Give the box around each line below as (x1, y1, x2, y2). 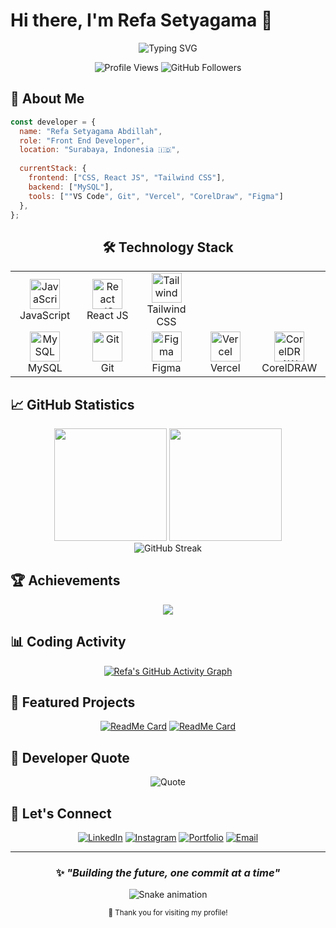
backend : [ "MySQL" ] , (28, 182, 114, 192)
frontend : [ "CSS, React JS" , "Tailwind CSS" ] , (28, 173, 226, 183)
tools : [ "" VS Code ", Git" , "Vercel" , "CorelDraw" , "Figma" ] (28, 191, 284, 201)
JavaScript (19, 309, 71, 323)
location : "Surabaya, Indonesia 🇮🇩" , (19, 145, 181, 155)
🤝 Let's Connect (10, 805, 112, 822)
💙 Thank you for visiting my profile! (108, 908, 228, 918)
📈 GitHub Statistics (10, 396, 135, 413)
